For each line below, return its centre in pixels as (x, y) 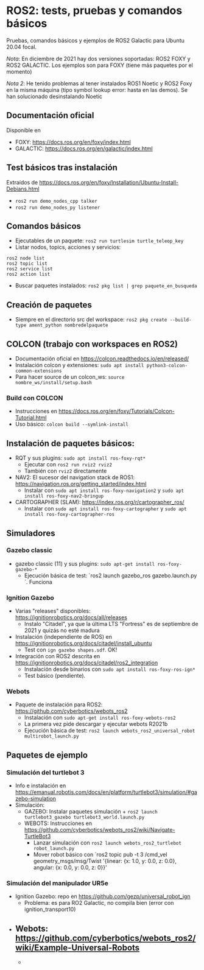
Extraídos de (22, 182)
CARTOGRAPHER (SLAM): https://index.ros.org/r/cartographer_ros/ (100, 502)
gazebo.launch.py (174, 575)
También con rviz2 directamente (65, 471)
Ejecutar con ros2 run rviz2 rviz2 (68, 465)
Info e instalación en (40, 785)
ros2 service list (30, 269)
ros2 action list (28, 275)
